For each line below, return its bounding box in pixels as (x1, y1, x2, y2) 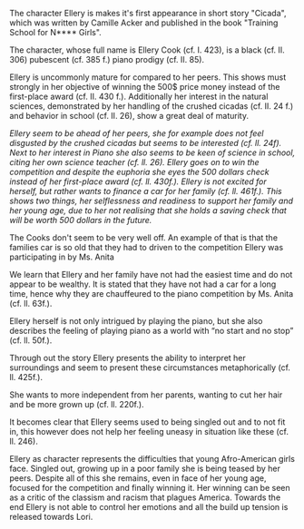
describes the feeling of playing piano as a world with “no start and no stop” (9, 326, 294, 336)
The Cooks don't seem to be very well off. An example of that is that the (9, 232, 279, 243)
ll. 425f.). (9, 372, 44, 382)
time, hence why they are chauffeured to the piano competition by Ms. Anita (9, 289, 294, 299)
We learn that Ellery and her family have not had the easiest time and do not (9, 269, 293, 279)
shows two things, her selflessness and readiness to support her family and (9, 195, 293, 206)
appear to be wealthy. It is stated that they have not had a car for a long (9, 279, 277, 289)
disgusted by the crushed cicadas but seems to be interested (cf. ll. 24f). (9, 138, 282, 148)
